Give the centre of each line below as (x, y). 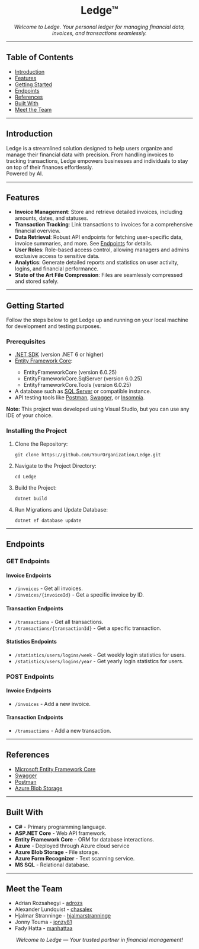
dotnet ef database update (48, 521)
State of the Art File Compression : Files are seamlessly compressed (99, 275)
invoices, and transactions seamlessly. (99, 33)
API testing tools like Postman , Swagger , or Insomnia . (80, 398)
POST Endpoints (30, 676)
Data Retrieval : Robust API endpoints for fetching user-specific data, (99, 237)
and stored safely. (37, 281)
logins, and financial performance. (57, 269)
